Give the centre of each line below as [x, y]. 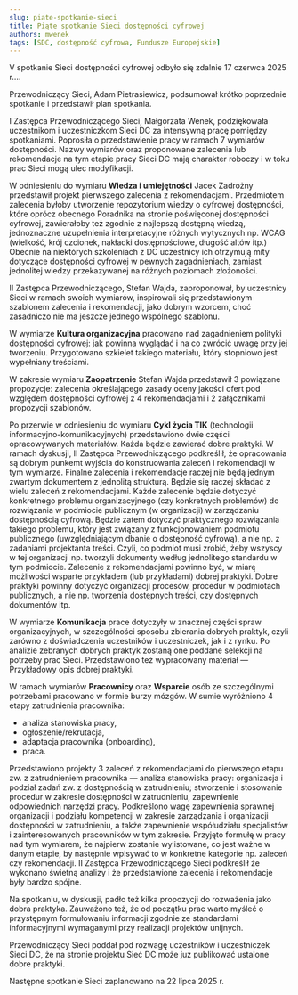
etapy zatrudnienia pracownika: [67, 705]
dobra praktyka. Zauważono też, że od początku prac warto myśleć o [137, 909]
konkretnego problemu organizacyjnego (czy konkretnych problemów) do [144, 501]
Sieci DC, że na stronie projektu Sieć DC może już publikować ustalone [139, 955]
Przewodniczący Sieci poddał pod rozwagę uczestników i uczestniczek [140, 945]
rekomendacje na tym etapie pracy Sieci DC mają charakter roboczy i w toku [150, 159]
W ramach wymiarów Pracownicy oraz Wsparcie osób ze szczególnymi [141, 687]
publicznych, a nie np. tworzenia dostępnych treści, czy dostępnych [134, 595]
